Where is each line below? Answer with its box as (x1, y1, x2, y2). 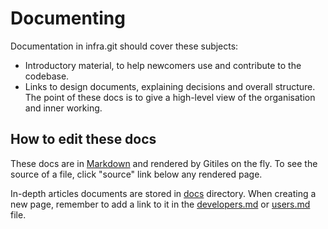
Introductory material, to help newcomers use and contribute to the (24, 59, 302, 71)
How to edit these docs (10, 131, 157, 148)
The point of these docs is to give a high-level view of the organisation (24, 91, 316, 103)
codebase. (24, 70, 70, 82)
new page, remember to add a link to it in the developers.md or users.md (10, 198, 311, 210)
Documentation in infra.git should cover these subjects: (10, 40, 239, 52)
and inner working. (24, 102, 103, 114)
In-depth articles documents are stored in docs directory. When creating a (10, 187, 317, 199)
